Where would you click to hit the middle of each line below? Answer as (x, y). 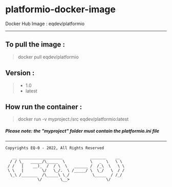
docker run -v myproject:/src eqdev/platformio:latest (73, 119)
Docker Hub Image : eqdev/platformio (45, 24)
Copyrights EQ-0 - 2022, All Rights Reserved (55, 148)
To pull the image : (35, 45)
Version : (20, 73)
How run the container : (44, 107)
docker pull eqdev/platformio (48, 57)
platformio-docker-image (61, 9)
